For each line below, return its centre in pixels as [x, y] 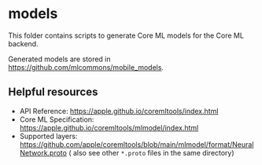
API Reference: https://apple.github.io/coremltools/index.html [119, 111]
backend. [23, 43]
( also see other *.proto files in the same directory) [151, 152]
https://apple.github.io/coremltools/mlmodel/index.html [109, 127]
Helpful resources [53, 92]
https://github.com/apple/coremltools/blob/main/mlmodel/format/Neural [137, 144]
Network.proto [43, 152]
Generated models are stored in [59, 59]
